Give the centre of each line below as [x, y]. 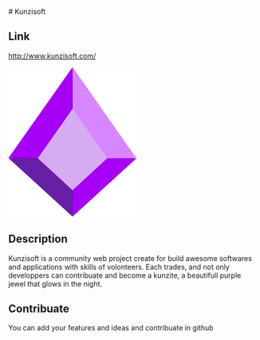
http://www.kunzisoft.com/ [52, 56]
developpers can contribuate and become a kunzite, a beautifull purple [125, 275]
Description [38, 239]
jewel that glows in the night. [55, 283]
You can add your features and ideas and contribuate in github [111, 328]
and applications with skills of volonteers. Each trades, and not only [119, 267]
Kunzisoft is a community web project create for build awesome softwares [130, 258]
